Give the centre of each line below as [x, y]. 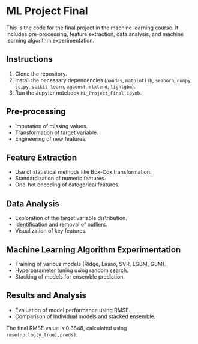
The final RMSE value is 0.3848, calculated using [67, 328]
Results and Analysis [46, 296]
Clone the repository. [41, 74]
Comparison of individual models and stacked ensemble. [85, 316]
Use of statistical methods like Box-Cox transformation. [83, 172]
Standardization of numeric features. [60, 179]
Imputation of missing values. [51, 126]
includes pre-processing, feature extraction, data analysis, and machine [95, 34]
